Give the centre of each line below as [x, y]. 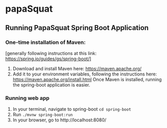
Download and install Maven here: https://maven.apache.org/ [77, 68]
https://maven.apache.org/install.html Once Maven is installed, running [87, 79]
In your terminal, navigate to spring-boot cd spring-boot [72, 109]
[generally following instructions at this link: [51, 53]
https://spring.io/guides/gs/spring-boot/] [48, 59]
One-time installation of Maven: [45, 42]
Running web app [27, 98]
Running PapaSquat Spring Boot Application [77, 28]
